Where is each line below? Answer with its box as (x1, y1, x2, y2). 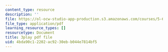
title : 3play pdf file (5, 35, 52, 40)
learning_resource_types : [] (5, 26, 66, 31)
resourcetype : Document (5, 30, 55, 35)
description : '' (5, 12, 39, 17)
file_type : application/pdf (5, 21, 64, 26)
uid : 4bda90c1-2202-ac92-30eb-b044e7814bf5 (5, 40, 97, 45)
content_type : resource (5, 7, 55, 12)
